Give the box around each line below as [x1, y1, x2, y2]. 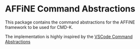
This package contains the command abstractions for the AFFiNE [5, 19, 135, 25]
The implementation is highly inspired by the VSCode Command [5, 34, 133, 39]
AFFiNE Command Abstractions [5, 3, 136, 14]
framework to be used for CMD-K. [5, 24, 74, 30]
